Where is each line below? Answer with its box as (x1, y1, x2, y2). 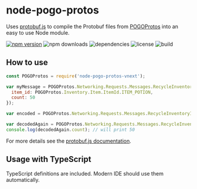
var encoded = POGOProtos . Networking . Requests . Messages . (6, 111, 148, 117)
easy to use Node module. (6, 29, 70, 36)
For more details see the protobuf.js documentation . (6, 137, 132, 144)
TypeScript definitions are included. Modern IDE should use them (6, 170, 164, 177)
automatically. (6, 176, 40, 183)
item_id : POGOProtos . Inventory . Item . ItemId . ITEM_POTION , (11, 89, 154, 95)
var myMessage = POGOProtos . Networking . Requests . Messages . (6, 83, 154, 90)
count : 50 (11, 95, 35, 100)
